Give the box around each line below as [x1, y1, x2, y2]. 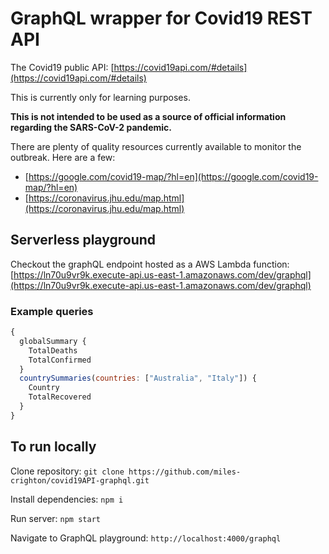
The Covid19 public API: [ [10, 61, 115, 73]
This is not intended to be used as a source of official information [10, 110, 287, 122]
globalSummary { [19, 336, 87, 346]
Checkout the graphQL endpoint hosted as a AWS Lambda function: [10, 258, 290, 270]
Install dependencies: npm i [10, 493, 124, 505]
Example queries [10, 304, 94, 318]
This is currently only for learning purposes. [10, 91, 191, 103]
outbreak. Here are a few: [10, 151, 116, 163]
